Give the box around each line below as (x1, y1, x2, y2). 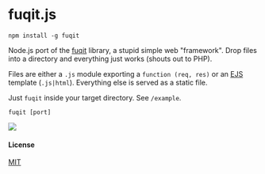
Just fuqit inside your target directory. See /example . (8, 93, 182, 102)
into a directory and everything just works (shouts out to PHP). (8, 54, 213, 63)
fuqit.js (8, 6, 57, 24)
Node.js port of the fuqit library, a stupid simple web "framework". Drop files (8, 45, 258, 55)
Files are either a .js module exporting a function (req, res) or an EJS (8, 69, 244, 78)
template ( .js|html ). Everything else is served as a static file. (8, 78, 208, 87)
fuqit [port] (8, 108, 52, 116)
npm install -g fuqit (8, 32, 80, 40)
